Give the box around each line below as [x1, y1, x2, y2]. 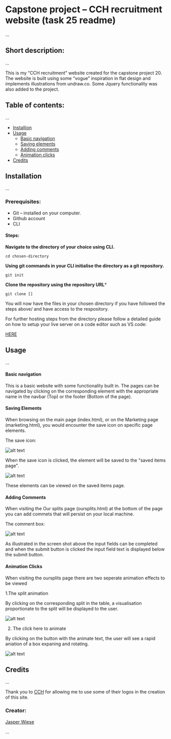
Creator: [5, 707, 27, 714]
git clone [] [5, 291, 33, 296]
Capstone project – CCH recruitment [5, 4, 162, 15]
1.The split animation [5, 590, 48, 596]
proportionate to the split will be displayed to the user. [5, 605, 118, 612]
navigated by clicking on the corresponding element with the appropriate [5, 388, 159, 394]
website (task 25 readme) [5, 14, 116, 26]
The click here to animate [12, 625, 66, 632]
